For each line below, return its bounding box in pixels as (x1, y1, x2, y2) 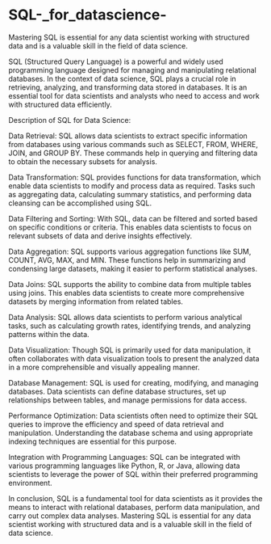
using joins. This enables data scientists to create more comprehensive (8, 288, 244, 297)
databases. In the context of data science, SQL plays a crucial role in (8, 74, 236, 83)
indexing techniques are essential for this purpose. (8, 436, 177, 446)
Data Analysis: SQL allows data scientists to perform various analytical (8, 312, 243, 322)
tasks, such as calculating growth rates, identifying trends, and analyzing (8, 321, 252, 331)
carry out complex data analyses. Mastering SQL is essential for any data (8, 511, 252, 521)
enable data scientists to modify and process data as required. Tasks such (8, 180, 256, 191)
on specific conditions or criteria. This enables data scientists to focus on (8, 222, 252, 232)
